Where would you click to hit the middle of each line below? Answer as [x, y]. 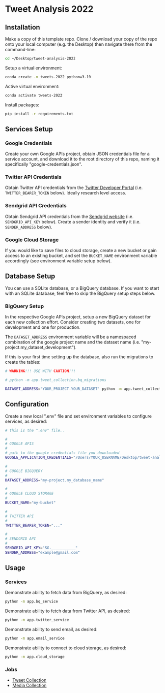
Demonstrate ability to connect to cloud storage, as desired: [66, 648]
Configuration [27, 404]
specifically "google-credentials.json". [44, 164]
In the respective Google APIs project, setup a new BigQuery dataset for [78, 317]
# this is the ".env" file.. [35, 430]
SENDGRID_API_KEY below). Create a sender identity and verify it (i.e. [73, 221]
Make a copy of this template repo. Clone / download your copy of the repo [81, 39]
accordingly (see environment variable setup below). [58, 261]
